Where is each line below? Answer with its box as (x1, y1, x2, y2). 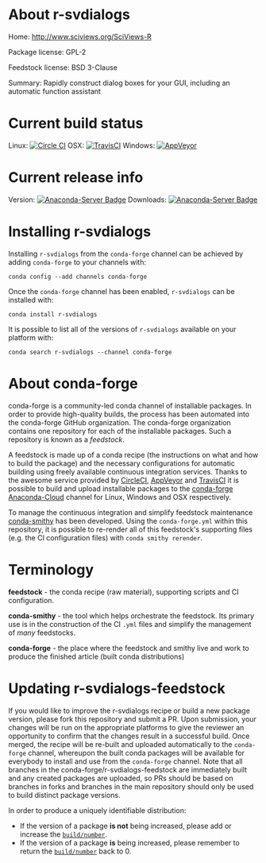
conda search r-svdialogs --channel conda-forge (8, 348, 172, 356)
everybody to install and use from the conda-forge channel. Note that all (8, 757, 243, 766)
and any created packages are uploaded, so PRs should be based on (8, 773, 233, 783)
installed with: (8, 295, 54, 304)
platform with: (8, 332, 54, 342)
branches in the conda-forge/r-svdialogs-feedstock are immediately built (8, 764, 248, 774)
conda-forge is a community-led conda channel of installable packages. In (8, 401, 252, 410)
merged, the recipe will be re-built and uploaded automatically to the (8, 739, 233, 749)
